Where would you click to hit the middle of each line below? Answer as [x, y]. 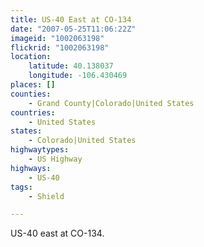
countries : [33, 112]
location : [31, 57]
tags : [21, 187]
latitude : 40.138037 [71, 66]
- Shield [46, 196]
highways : [31, 168]
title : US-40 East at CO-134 [71, 19]
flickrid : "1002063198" [60, 47]
